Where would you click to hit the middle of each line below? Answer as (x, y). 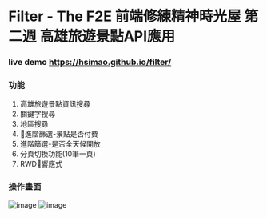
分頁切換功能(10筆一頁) (58, 154)
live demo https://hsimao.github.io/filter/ (90, 63)
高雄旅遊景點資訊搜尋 (55, 104)
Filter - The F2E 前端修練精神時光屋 (125, 16)
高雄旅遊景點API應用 (108, 36)
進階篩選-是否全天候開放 (60, 144)
